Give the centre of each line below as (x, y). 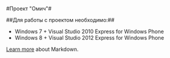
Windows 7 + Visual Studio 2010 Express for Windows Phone (89, 31)
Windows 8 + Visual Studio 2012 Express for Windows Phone (89, 38)
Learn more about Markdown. (42, 49)
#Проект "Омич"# (29, 9)
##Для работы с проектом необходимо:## (60, 20)
